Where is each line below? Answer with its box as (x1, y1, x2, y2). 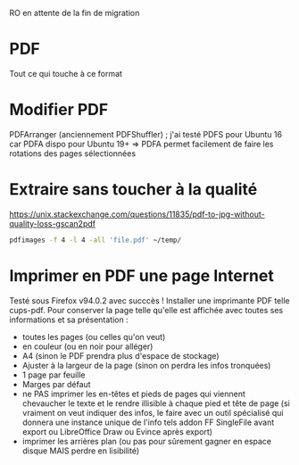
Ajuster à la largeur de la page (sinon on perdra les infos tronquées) (21, 360, 271, 370)
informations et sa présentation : (9, 314, 129, 325)
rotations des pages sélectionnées (9, 147, 137, 159)
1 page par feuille (21, 370, 87, 380)
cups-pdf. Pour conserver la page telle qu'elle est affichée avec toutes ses (9, 304, 284, 315)
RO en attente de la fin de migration (9, 8, 140, 18)
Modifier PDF (9, 100, 109, 120)
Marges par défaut (21, 378, 91, 389)
